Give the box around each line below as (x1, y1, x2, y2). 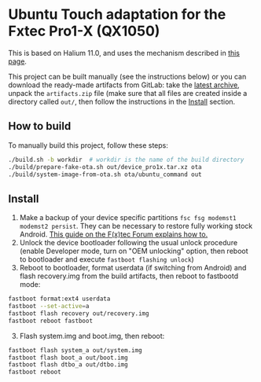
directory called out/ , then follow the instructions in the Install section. (8, 97, 236, 106)
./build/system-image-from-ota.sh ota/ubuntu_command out (8, 171, 202, 178)
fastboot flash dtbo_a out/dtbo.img (8, 361, 128, 369)
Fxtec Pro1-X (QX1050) (8, 22, 160, 40)
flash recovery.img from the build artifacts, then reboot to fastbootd (19, 271, 238, 281)
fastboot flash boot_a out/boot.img (8, 354, 128, 362)
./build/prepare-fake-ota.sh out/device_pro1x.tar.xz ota (8, 163, 202, 171)
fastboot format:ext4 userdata (8, 295, 111, 303)
